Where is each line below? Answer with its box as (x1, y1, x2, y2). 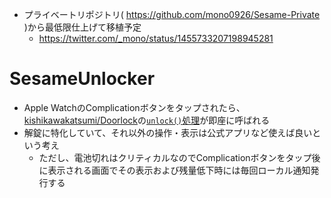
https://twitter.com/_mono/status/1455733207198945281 (38, 33, 274, 44)
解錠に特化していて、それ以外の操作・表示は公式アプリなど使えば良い (23, 126, 313, 138)
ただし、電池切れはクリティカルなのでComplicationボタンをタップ (38, 151, 312, 163)
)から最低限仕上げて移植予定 (23, 21, 142, 33)
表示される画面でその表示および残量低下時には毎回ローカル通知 (47, 164, 311, 176)
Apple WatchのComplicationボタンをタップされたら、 (23, 101, 246, 113)
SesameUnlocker (9, 68, 156, 90)
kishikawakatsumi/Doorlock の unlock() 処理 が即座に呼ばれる (23, 114, 271, 126)
